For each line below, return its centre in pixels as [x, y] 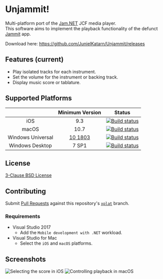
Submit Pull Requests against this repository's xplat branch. [67, 203]
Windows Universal [31, 137]
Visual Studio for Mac [35, 238]
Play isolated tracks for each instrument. [54, 72]
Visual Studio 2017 [32, 227]
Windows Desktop [31, 146]
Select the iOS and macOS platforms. [56, 243]
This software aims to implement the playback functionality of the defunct [81, 28]
